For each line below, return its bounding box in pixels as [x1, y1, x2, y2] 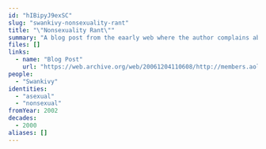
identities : [8, 84, 47, 93]
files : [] [8, 41, 41, 49]
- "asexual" [15, 92, 55, 100]
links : [8, 48, 30, 56]
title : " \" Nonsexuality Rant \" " [8, 26, 115, 34]
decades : [8, 114, 37, 122]
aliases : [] [8, 129, 47, 136]
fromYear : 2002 [8, 107, 59, 115]
